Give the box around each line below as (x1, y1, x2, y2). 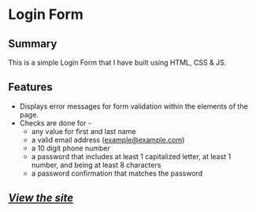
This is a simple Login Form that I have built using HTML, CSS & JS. (8, 58, 227, 67)
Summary (8, 37, 58, 50)
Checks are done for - (19, 118, 92, 128)
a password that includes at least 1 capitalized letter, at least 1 (31, 151, 232, 161)
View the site (8, 192, 73, 205)
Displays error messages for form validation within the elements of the (19, 101, 248, 111)
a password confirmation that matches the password (31, 168, 203, 178)
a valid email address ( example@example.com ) (31, 135, 185, 144)
